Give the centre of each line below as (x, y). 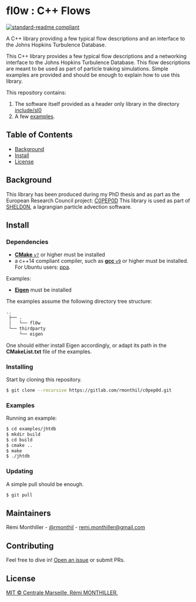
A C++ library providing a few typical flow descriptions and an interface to (96, 38)
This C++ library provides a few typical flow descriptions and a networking (96, 56)
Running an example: (31, 418)
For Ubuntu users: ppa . (43, 267)
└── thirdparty (27, 328)
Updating (20, 471)
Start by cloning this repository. (44, 379)
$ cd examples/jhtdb (31, 429)
